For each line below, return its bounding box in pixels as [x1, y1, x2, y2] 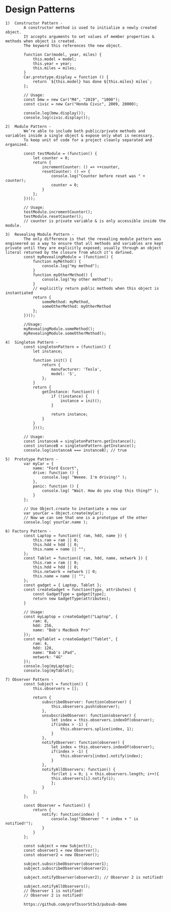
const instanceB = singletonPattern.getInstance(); [24, 443, 137, 448]
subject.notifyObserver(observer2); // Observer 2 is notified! [24, 874, 164, 880]
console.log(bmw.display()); [24, 110, 86, 116]
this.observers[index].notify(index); [60, 753, 143, 758]
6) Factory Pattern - [5, 528, 52, 534]
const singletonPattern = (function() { [24, 344, 111, 349]
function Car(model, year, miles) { [24, 52, 102, 57]
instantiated [5, 290, 33, 295]
